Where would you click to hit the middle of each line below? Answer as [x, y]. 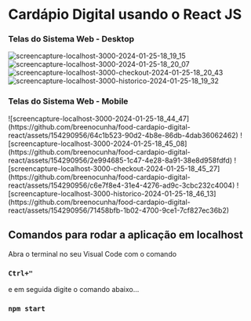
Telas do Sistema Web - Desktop [71, 39]
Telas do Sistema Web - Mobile [68, 101]
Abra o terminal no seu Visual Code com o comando [93, 254]
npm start [27, 308]
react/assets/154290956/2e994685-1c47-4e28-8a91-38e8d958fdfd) [120, 160]
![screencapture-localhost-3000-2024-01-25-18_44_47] [99, 119]
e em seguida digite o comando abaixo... [74, 289]
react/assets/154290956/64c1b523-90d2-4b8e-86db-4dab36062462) [124, 135]
